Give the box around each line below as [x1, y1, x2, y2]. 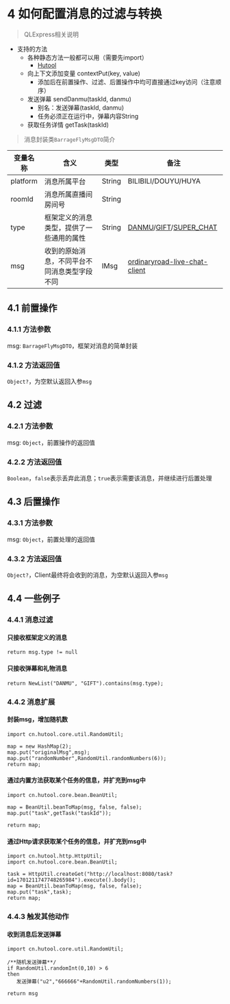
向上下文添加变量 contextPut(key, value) [27, 69, 140, 77]
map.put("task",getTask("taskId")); [7, 809, 112, 816]
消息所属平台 [44, 176, 86, 186]
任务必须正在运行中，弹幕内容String [37, 112, 139, 120]
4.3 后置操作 [7, 496, 60, 508]
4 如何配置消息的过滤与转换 [7, 6, 162, 22]
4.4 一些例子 [7, 593, 60, 604]
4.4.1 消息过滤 [7, 615, 53, 624]
